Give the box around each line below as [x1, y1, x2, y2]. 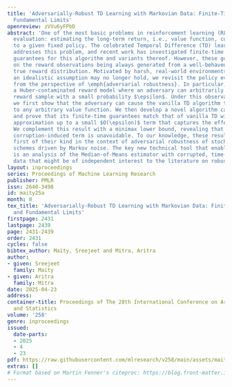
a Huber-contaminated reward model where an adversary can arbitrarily [13, 87, 224, 94]
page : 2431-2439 [7, 228, 54, 235]
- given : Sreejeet [7, 260, 60, 267]
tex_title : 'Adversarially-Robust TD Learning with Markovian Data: [7, 203, 209, 210]
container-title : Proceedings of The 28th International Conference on [7, 299, 217, 306]
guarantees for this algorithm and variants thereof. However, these [13, 55, 217, 62]
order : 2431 [7, 235, 41, 241]
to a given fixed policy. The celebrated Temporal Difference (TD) [13, 42, 212, 49]
